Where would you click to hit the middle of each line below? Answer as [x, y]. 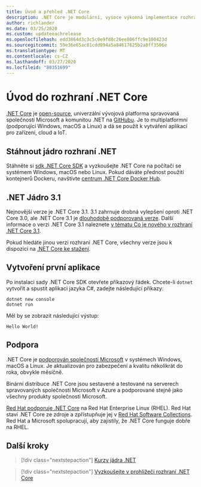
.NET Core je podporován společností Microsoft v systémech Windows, [94, 359]
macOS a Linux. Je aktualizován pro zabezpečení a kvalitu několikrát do [95, 366]
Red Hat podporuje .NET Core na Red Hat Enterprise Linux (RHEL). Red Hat [99, 408]
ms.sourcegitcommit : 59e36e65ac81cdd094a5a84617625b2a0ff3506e [87, 45]
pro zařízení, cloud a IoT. [36, 133]
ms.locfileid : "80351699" [38, 67]
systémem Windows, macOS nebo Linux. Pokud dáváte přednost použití [95, 172]
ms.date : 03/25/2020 [32, 28]
